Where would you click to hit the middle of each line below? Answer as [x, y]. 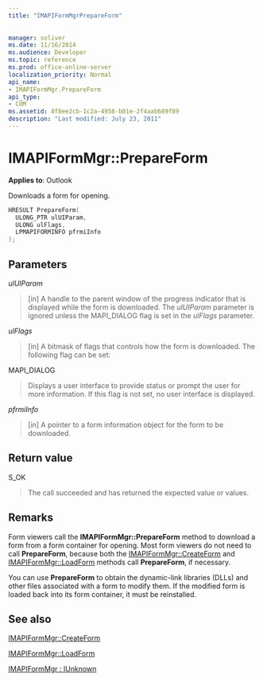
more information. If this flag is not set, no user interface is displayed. [141, 394]
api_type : [25, 97]
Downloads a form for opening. [59, 195]
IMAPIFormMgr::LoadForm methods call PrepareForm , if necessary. [120, 562]
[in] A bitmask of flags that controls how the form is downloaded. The [141, 346]
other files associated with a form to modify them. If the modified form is [127, 586]
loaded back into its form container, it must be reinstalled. [102, 594]
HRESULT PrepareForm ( [44, 210]
